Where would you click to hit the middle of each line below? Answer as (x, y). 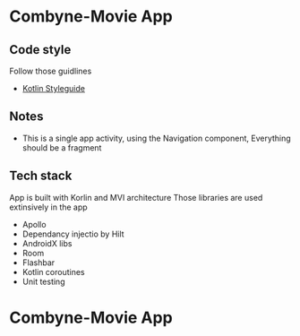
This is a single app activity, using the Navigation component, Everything (156, 138)
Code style (40, 50)
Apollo (34, 224)
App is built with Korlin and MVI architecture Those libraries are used (136, 197)
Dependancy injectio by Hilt (73, 234)
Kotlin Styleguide (53, 88)
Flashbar (39, 263)
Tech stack (41, 176)
